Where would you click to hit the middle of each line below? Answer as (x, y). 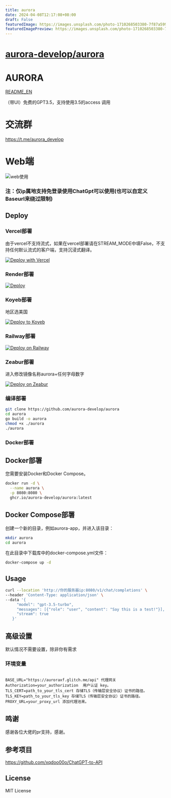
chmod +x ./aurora (25, 424)
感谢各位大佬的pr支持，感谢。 (36, 732)
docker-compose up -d (28, 562)
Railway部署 (20, 336)
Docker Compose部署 (40, 515)
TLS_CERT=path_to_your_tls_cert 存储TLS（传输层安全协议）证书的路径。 (76, 691)
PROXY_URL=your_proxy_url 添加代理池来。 (47, 702)
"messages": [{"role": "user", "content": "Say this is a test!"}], (91, 609)
